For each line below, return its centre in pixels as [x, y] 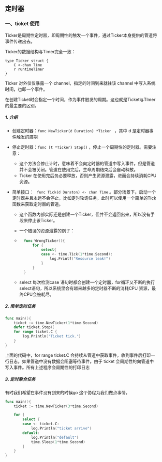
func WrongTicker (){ [44, 241]
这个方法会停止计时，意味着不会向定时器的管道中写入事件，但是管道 [87, 163]
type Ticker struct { [27, 61]
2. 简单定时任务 [20, 306]
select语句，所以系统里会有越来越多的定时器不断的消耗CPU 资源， [85, 288]
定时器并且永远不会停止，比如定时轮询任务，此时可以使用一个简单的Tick [84, 198]
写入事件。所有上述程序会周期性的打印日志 [47, 367]
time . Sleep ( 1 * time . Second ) [58, 442]
